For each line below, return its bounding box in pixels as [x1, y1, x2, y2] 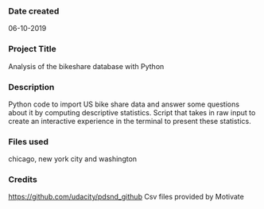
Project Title [8, 44, 57, 55]
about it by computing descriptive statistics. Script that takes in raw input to [8, 107, 256, 117]
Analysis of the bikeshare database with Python [8, 61, 165, 71]
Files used [8, 136, 49, 147]
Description [8, 81, 55, 92]
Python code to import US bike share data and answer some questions [8, 99, 240, 109]
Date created [8, 6, 60, 17]
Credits [8, 174, 37, 185]
